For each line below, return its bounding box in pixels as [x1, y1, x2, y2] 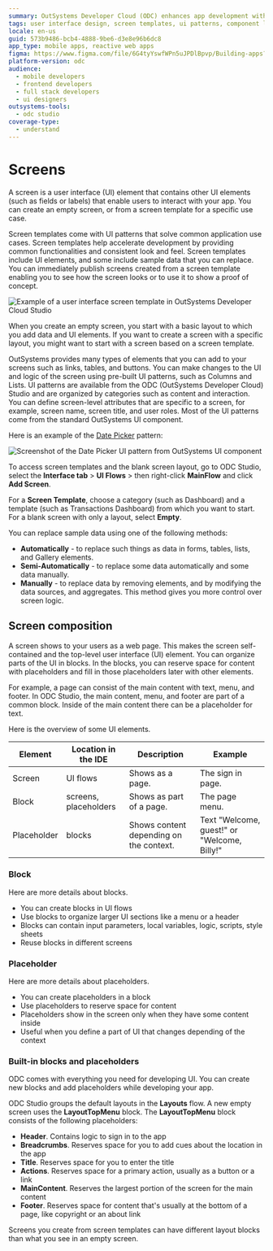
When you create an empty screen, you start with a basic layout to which [8, 320, 253, 330]
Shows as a [128, 767, 173, 778]
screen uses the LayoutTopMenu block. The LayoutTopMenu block [8, 1107, 236, 1117]
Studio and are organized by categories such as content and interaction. [8, 388, 250, 399]
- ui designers [15, 95, 67, 103]
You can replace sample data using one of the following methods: [8, 528, 228, 538]
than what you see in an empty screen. [8, 1234, 139, 1244]
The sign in [200, 767, 242, 778]
